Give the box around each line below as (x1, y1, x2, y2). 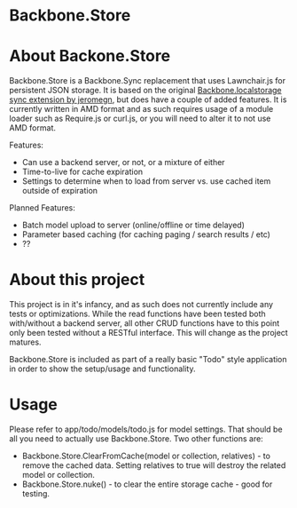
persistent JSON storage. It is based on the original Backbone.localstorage (9, 85, 282, 96)
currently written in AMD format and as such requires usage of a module (9, 104, 274, 115)
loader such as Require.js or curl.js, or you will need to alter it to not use (9, 113, 271, 124)
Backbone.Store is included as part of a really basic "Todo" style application (9, 354, 287, 365)
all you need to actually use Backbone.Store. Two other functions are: (9, 433, 263, 444)
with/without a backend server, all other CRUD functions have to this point (9, 318, 280, 329)
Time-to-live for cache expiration (21, 166, 144, 178)
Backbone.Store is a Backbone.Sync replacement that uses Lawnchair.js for (9, 75, 286, 86)
